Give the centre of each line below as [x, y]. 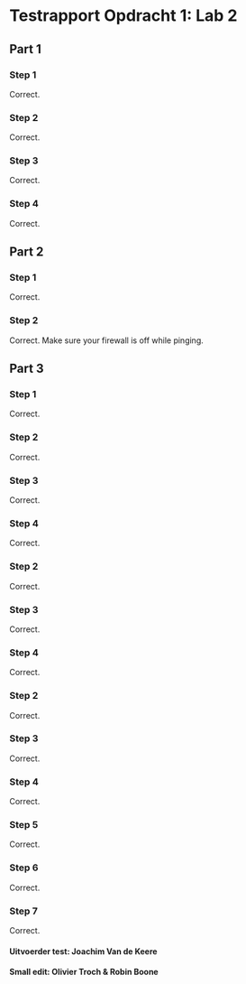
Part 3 [27, 369]
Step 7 [23, 911]
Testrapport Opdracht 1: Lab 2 [123, 16]
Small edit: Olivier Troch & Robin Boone [84, 972]
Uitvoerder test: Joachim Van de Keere [83, 951]
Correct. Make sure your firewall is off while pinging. [107, 340]
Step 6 [24, 868]
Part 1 [26, 49]
